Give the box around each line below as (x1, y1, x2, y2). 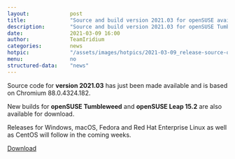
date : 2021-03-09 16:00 (7, 29, 120, 37)
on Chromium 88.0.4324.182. (7, 89, 91, 97)
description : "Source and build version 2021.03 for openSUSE (7, 23, 215, 30)
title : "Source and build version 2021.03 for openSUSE (7, 17, 215, 24)
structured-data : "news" (7, 62, 90, 69)
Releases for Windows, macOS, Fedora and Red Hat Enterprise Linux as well (7, 123, 227, 131)
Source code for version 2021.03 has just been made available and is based (7, 81, 228, 89)
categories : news (7, 43, 83, 50)
